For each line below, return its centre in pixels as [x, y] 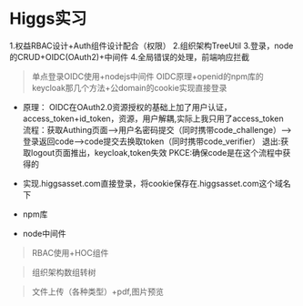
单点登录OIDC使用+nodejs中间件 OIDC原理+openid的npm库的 [147, 76]
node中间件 [44, 233]
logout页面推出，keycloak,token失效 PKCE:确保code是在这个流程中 [157, 152]
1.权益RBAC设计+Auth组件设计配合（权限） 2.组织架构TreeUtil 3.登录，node [151, 46]
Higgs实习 [48, 19]
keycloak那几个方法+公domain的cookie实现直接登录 [129, 87]
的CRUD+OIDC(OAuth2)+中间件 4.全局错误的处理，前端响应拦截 [130, 56]
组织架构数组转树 [64, 272]
